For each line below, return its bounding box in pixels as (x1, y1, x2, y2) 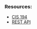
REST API (11, 19, 31, 25)
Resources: (4, 3, 32, 10)
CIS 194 (11, 14, 28, 20)
